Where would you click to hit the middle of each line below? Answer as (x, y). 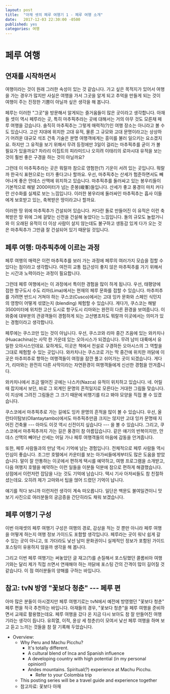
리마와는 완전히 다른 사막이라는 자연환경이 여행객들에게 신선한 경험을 (80, 365)
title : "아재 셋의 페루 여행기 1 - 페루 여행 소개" (54, 15)
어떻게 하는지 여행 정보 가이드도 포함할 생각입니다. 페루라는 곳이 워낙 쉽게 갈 (86, 534)
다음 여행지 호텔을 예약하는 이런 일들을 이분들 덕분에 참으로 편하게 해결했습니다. (84, 467)
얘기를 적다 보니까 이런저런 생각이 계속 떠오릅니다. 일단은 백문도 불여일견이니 (81, 490)
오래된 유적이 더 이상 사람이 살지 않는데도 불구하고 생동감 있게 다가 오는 (86, 223)
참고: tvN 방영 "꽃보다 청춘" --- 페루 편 (63, 588)
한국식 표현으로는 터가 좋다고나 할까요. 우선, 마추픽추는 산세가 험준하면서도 (84, 175)
